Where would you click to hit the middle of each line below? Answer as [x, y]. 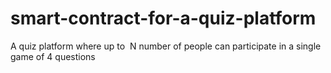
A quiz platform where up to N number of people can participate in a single [166, 46]
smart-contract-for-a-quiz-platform [163, 18]
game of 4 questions [53, 56]
